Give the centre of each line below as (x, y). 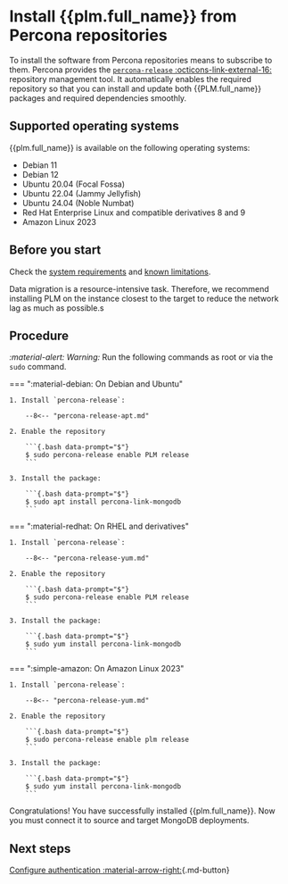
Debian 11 (40, 165)
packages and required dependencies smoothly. (98, 98)
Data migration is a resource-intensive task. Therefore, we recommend (139, 288)
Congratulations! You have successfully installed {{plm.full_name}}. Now (142, 811)
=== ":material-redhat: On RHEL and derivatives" (99, 526)
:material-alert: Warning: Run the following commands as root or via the (141, 357)
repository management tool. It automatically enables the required (131, 79)
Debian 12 (41, 174)
